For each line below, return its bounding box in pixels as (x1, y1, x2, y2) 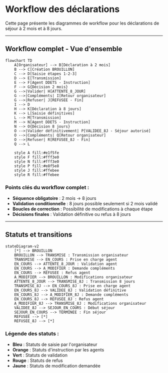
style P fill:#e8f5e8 (14, 163, 59, 169)
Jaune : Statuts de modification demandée (12, 363, 101, 369)
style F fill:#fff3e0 (14, 155, 59, 160)
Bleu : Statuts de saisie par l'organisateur (12, 341, 97, 347)
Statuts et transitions (5, 230, 72, 239)
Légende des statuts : (5, 330, 59, 337)
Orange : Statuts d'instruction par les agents (12, 347, 104, 353)
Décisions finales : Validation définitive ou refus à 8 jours (12, 211, 131, 217)
